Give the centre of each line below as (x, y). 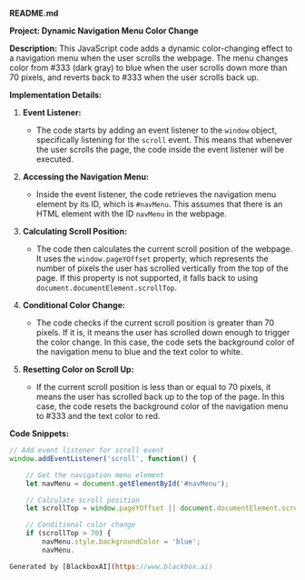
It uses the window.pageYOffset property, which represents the (152, 259)
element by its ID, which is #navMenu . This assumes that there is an (159, 204)
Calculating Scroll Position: (75, 231)
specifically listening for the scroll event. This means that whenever (164, 140)
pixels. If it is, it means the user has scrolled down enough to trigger (163, 332)
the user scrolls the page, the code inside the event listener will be (160, 150)
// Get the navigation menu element (95, 475)
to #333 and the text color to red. (98, 416)
